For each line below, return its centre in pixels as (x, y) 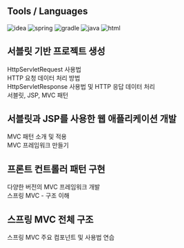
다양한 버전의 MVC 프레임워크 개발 (54, 187)
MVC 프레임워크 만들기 (38, 145)
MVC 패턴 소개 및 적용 (37, 136)
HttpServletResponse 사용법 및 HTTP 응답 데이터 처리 (81, 86)
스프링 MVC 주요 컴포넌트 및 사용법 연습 (61, 238)
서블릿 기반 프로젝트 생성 (56, 51)
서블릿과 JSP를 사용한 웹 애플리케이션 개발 (92, 119)
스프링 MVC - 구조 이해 (39, 196)
